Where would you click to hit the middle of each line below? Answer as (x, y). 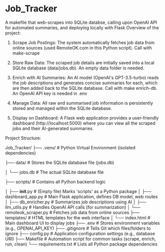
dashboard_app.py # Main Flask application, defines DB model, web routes (82, 196)
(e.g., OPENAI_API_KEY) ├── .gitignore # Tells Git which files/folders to (78, 228)
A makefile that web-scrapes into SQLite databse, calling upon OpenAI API (81, 22)
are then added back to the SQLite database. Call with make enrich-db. (85, 88)
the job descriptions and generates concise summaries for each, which (85, 83)
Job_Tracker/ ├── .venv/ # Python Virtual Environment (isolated (70, 147)
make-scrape (26, 53)
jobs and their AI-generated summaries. (53, 128)
